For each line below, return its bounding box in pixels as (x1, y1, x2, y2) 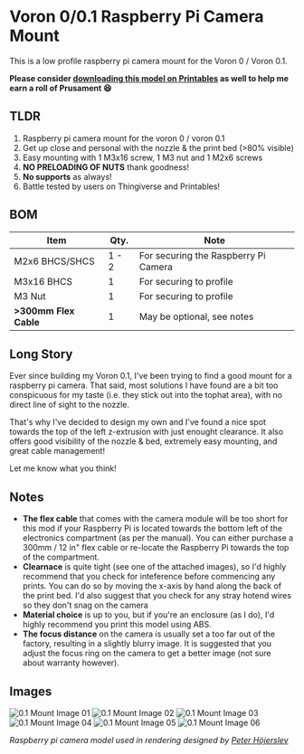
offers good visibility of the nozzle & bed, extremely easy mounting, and (9, 436, 278, 447)
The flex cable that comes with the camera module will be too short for (22, 514, 289, 524)
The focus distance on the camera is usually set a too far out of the (22, 628, 276, 639)
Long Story (9, 346, 73, 362)
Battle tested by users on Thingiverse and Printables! (22, 181, 220, 192)
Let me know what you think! (9, 463, 117, 474)
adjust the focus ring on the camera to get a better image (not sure (22, 648, 271, 659)
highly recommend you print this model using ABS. (22, 619, 213, 630)
